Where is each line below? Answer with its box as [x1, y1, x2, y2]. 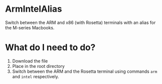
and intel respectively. [12, 73, 59, 79]
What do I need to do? [5, 42, 95, 53]
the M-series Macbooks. [5, 24, 55, 30]
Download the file [12, 58, 48, 64]
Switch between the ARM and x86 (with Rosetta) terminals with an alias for [5, 20, 156, 25]
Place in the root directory [12, 63, 65, 69]
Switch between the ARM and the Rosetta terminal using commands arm [12, 68, 158, 74]
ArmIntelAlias [5, 3, 62, 15]
